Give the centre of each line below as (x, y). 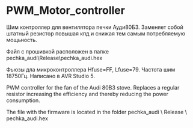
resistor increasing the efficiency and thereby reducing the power (87, 94)
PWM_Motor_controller (66, 11)
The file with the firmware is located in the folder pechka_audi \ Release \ (97, 112)
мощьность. (22, 40)
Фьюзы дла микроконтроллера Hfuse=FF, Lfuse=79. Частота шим (91, 69)
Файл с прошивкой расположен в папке (58, 51)
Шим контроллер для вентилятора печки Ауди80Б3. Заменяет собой (95, 27)
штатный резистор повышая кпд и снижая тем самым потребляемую (96, 33)
